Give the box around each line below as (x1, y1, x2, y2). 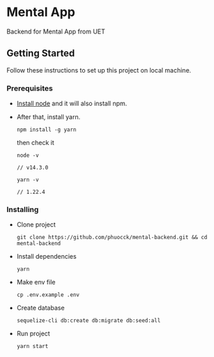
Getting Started (6, 47, 75, 59)
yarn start (16, 343, 49, 350)
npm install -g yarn (16, 126, 77, 133)
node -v (16, 152, 39, 159)
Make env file (16, 278, 56, 287)
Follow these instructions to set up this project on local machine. (6, 66, 192, 74)
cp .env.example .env (16, 291, 79, 298)
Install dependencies (16, 252, 77, 261)
